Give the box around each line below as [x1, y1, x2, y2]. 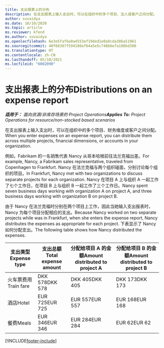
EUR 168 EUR [116, 296, 146, 303]
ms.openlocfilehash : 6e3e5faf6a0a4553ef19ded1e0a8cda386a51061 [5, 39, 137, 44]
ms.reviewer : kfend [5, 30, 45, 35]
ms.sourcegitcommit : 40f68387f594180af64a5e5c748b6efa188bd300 [5, 43, 137, 48]
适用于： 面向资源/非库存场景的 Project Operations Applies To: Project [5, 112, 145, 118]
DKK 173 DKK [116, 276, 147, 283]
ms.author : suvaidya [5, 35, 47, 40]
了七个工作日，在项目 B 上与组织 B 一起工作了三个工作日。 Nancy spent [5, 183, 148, 188]
